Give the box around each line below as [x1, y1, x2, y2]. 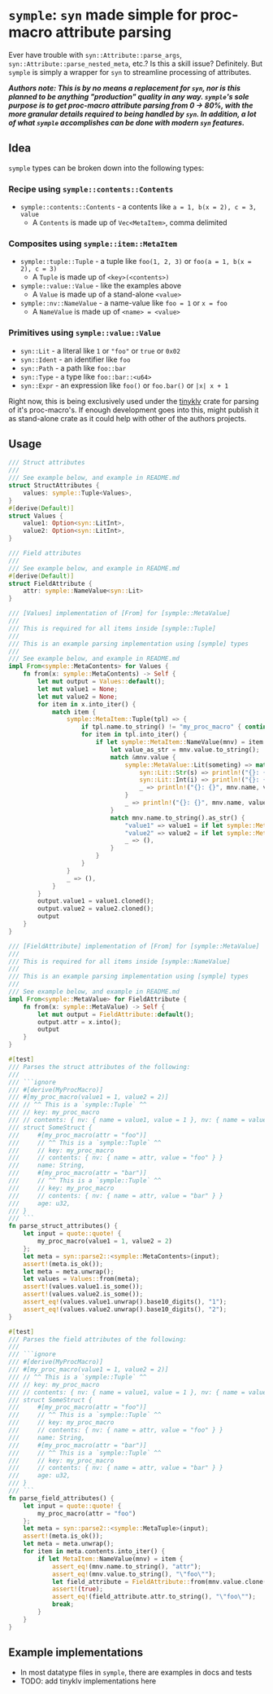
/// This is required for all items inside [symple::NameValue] [8, 957, 231, 966]
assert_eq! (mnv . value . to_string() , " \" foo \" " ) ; [51, 1570, 217, 1578]
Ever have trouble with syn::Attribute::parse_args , [8, 50, 183, 59]
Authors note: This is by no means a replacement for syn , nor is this [8, 83, 241, 93]
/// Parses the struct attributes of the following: [8, 1063, 191, 1071]
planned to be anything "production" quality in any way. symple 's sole [8, 91, 249, 101]
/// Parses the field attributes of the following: [8, 1335, 187, 1344]
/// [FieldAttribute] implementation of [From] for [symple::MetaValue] [8, 942, 260, 950]
